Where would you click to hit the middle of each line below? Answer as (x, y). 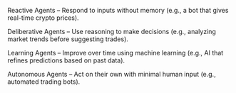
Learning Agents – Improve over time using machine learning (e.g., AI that (116, 53)
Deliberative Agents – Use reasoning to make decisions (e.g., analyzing (112, 32)
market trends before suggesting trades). (68, 39)
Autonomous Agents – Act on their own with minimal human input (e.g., (112, 74)
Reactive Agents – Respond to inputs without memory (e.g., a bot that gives (118, 10)
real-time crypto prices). (43, 18)
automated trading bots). (44, 82)
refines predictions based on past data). (66, 60)
